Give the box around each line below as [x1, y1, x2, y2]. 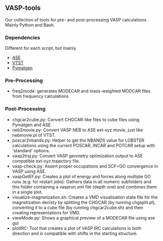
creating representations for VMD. [12, 209, 81, 216]
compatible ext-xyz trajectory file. [12, 158, 80, 164]
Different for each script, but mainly [5, 45, 76, 51]
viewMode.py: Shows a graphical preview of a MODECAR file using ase [12, 215, 155, 221]
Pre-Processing [5, 77, 43, 84]
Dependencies [5, 34, 40, 41]
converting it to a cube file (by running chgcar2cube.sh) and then [12, 204, 144, 210]
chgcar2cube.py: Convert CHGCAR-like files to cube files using [12, 116, 140, 122]
